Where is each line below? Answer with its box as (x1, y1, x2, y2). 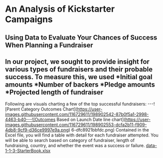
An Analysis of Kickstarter (5, 3, 115, 15)
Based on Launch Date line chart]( (56, 116, 126, 123)
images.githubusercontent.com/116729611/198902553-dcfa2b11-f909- (5, 122, 147, 128)
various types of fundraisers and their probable (5, 65, 153, 73)
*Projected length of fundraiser (5, 88, 104, 96)
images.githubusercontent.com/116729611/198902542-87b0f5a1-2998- (5, 112, 149, 117)
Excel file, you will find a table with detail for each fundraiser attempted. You (5, 132, 159, 138)
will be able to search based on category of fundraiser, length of (5, 137, 135, 143)
